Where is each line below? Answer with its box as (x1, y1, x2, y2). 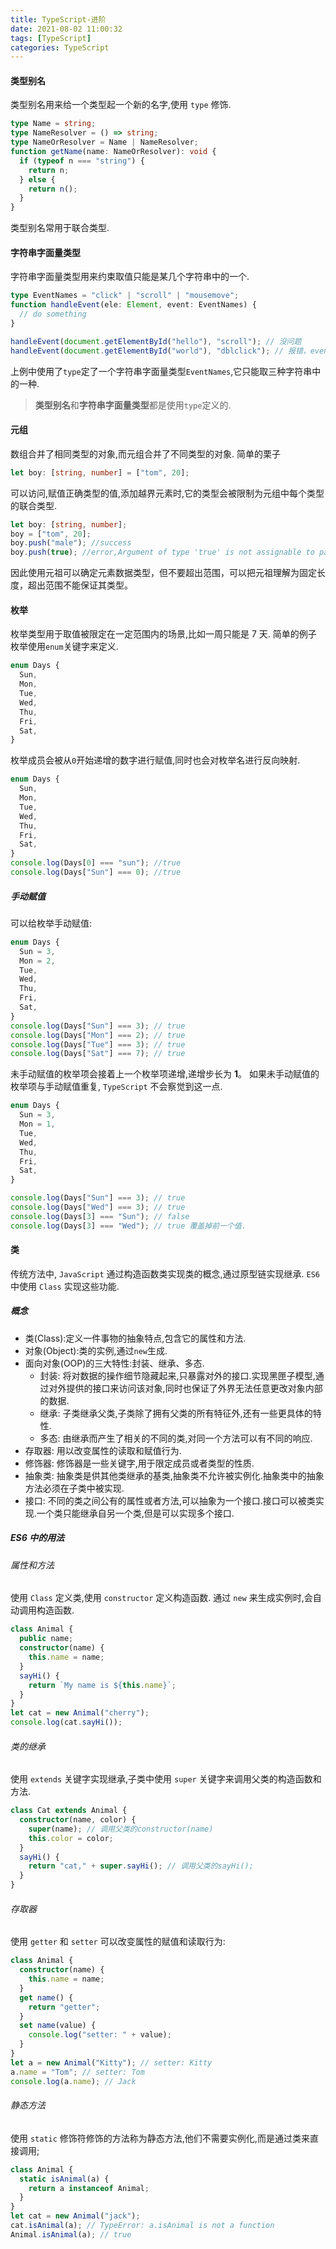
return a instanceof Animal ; (28, 2183, 150, 2193)
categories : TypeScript (10, 42, 110, 53)
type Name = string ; (10, 119, 97, 129)
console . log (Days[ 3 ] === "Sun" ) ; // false (10, 1211, 190, 1221)
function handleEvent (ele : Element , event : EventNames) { (10, 300, 257, 310)
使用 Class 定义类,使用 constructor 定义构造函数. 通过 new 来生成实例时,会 (10, 1592, 313, 1604)
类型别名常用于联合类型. (10, 222, 110, 234)
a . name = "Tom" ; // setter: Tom (10, 2067, 145, 2077)
